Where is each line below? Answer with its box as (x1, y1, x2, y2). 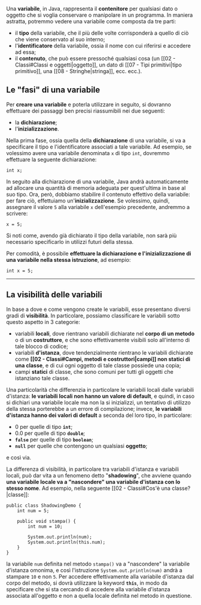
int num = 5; (17, 507, 50, 514)
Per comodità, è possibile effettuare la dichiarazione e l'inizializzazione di (6, 250, 191, 257)
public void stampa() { (17, 518, 77, 524)
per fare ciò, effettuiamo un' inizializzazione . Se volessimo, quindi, (6, 197, 170, 204)
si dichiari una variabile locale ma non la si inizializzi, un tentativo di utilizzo (6, 398, 191, 406)
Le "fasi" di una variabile (6, 85, 100, 95)
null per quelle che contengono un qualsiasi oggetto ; (14, 442, 148, 449)
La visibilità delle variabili (6, 290, 103, 300)
